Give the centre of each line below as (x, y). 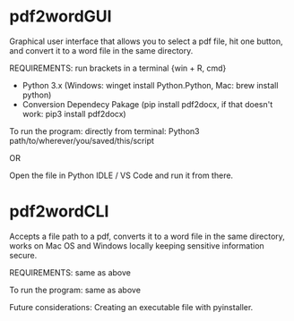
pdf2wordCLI (59, 211)
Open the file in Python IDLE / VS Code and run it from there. (121, 175)
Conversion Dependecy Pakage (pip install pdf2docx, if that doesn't (147, 104)
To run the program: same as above (75, 290)
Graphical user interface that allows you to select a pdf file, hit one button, (146, 41)
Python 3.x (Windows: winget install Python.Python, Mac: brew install (150, 85)
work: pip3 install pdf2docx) (74, 114)
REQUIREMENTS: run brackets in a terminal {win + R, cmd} (118, 68)
